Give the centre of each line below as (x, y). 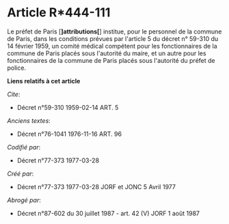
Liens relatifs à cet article (44, 81)
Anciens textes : (29, 120)
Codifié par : (24, 147)
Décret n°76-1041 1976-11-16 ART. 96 (69, 134)
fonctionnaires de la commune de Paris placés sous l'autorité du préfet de (111, 60)
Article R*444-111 (59, 13)
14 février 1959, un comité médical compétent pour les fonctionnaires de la (112, 46)
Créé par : (21, 173)
